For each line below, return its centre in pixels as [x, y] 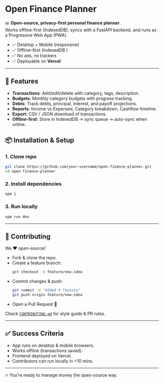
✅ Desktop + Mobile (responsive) [46, 45]
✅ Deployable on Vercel [36, 61]
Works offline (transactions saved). [47, 350]
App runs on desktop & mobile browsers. [53, 345]
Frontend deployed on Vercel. [42, 356]
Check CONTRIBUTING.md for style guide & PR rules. [55, 314]
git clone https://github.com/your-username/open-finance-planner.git [78, 167]
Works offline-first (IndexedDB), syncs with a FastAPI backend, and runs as [81, 30]
